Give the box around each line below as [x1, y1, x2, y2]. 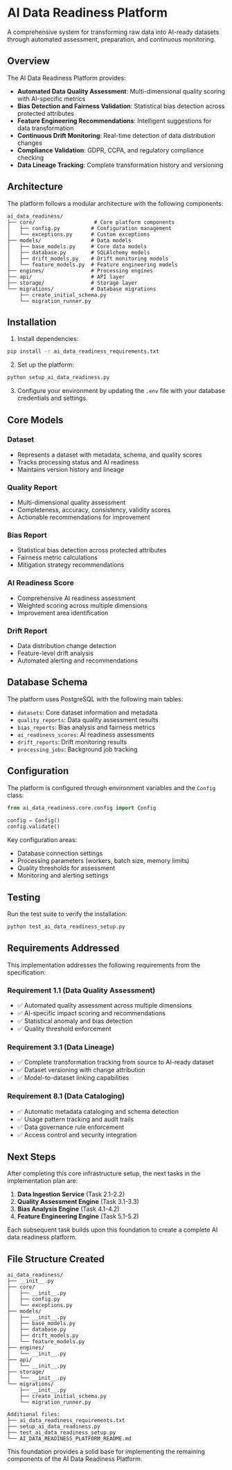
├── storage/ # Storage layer [7, 279, 138, 286]
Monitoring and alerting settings [17, 871, 109, 880]
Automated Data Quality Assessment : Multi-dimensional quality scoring [17, 87, 226, 95]
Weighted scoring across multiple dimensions [17, 601, 148, 609]
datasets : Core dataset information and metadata [17, 708, 158, 717]
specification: [7, 968, 46, 977]
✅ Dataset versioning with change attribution [17, 1066, 145, 1074]
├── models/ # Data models [7, 237, 132, 244]
